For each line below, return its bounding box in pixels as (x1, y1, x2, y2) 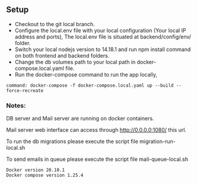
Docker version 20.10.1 (6, 167, 65, 173)
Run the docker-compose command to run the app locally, (14, 71, 157, 78)
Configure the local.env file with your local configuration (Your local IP (14, 27, 186, 34)
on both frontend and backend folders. (14, 52, 110, 59)
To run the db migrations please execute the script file (6, 138, 138, 145)
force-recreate (6, 87, 44, 94)
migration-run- (139, 138, 176, 145)
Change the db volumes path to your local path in (14, 58, 136, 65)
